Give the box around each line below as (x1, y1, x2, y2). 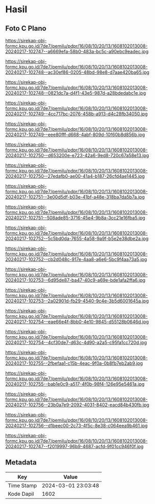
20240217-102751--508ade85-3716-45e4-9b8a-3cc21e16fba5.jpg (5, 215, 146, 221)
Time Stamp (8, 482, 37, 489)
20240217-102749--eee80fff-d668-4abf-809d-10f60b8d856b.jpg (5, 132, 145, 138)
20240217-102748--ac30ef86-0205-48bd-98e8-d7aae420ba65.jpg (5, 69, 150, 75)
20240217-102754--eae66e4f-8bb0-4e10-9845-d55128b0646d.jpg (5, 319, 149, 324)
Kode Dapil (8, 490, 34, 497)
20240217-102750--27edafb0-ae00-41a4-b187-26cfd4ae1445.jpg (5, 173, 145, 179)
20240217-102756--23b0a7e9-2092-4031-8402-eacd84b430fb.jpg (5, 402, 149, 408)
